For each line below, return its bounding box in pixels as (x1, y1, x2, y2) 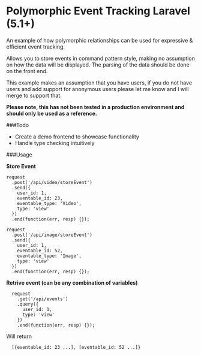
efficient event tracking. (6, 43, 65, 50)
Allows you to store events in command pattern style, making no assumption (6, 55, 195, 62)
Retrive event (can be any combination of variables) (6, 279, 138, 286)
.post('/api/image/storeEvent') (11, 232, 93, 238)
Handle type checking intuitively (14, 139, 95, 146)
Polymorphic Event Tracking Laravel (6, 4, 191, 18)
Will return (6, 333, 32, 340)
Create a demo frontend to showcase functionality (14, 133, 140, 140)
